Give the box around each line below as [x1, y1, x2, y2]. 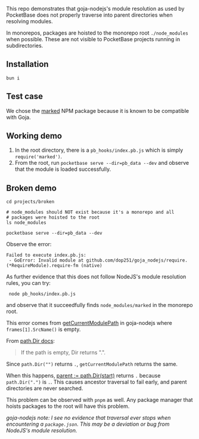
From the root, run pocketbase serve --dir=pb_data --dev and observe [14, 159, 189, 167]
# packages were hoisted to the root [6, 214, 100, 220]
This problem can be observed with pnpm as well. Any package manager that [6, 397, 193, 404]
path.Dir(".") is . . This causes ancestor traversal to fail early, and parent [6, 379, 187, 386]
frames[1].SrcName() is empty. [6, 326, 81, 333]
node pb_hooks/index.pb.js [8, 291, 76, 297]
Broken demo [6, 183, 57, 193]
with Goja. [6, 113, 31, 121]
